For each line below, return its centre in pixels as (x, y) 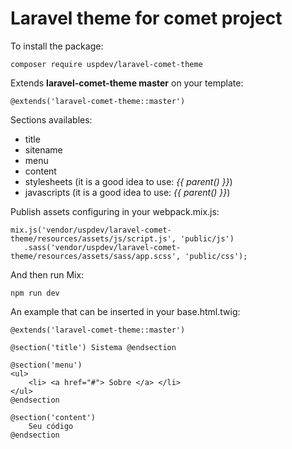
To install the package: (57, 46)
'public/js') (207, 238)
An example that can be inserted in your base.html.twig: (125, 311)
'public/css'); (216, 256)
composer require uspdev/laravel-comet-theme (106, 64)
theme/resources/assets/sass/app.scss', (96, 256)
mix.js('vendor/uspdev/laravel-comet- (91, 230)
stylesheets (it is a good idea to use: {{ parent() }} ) (128, 181)
